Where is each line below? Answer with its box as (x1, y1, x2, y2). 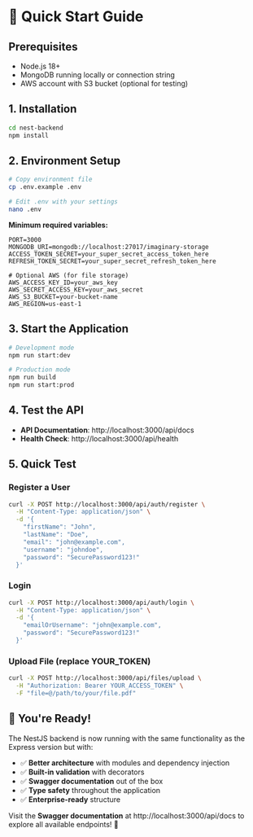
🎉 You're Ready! (8, 712, 92, 725)
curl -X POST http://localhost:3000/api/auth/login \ (8, 598, 195, 607)
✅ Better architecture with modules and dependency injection (20, 757, 230, 768)
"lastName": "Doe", (23, 531, 89, 539)
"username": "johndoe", (23, 546, 104, 554)
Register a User (8, 482, 71, 493)
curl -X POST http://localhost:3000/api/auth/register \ (8, 500, 206, 508)
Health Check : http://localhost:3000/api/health (20, 433, 179, 443)
